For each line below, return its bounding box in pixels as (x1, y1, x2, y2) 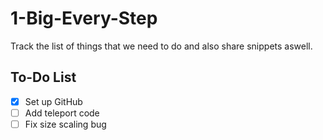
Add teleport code (24, 107, 100, 119)
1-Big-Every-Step (10, 7, 158, 30)
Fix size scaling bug (24, 118, 107, 130)
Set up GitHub (24, 95, 83, 107)
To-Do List (10, 69, 77, 86)
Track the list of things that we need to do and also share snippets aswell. (10, 40, 313, 52)
